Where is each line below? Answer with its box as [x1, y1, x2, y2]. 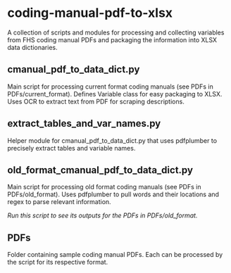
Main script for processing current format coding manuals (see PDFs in [7, 82, 213, 91]
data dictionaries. [7, 43, 58, 51]
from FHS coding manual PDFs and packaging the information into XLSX [7, 35, 217, 44]
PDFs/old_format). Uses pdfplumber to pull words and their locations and [7, 190, 220, 198]
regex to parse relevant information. [7, 198, 111, 206]
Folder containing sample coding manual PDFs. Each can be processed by [7, 250, 223, 259]
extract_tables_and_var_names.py [7, 118, 161, 129]
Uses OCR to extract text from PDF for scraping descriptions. [7, 97, 185, 106]
